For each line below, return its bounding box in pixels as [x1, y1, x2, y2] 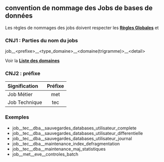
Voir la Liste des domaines [5, 58, 60, 64]
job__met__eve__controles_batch [12, 151, 79, 157]
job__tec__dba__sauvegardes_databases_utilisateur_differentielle [12, 130, 143, 136]
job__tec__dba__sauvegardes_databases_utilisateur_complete [12, 125, 137, 131]
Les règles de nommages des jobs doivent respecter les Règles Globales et [5, 25, 159, 31]
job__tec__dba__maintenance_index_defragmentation [12, 140, 120, 147]
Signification [7, 83, 38, 90]
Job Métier [7, 91, 33, 98]
